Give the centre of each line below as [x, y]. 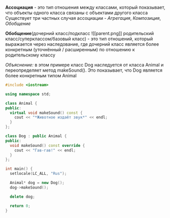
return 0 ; [20, 206]
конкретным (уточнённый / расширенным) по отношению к [70, 50]
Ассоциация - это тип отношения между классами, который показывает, [85, 7]
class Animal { [21, 103]
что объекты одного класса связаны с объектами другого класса [77, 13]
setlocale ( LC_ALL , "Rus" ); [38, 174]
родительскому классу [30, 55]
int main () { [19, 169]
